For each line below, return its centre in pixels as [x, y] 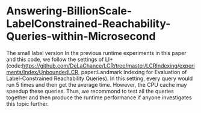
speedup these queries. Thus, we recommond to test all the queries [90, 91]
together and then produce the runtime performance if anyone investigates [99, 97]
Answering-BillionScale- [69, 11]
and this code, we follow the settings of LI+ [60, 59]
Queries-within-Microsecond [81, 36]
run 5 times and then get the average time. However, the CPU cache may [97, 84]
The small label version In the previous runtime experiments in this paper [96, 53]
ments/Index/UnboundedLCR [42, 72]
